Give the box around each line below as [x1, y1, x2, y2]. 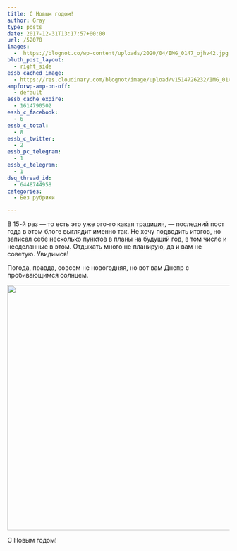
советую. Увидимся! [7, 250, 69, 259]
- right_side [13, 63, 52, 70]
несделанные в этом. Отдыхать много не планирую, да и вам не [7, 242, 202, 251]
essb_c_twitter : [7, 135, 55, 142]
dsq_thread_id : [7, 174, 52, 182]
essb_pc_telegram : [7, 148, 61, 155]
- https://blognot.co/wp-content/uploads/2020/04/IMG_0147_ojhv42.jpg [13, 50, 229, 57]
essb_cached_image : [7, 69, 65, 76]
